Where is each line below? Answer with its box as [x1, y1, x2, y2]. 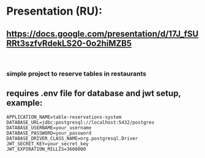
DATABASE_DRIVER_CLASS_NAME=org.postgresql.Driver [6, 135, 138, 142]
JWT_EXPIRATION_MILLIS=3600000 [6, 146, 86, 152]
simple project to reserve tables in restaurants [6, 69, 147, 77]
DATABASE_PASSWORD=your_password [6, 130, 92, 136]
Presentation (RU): [6, 4, 103, 18]
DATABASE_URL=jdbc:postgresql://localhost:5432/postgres [6, 119, 155, 126]
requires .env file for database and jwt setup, [6, 88, 181, 99]
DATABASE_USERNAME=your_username [6, 124, 92, 131]
